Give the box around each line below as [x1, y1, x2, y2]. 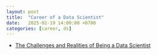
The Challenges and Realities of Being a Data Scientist [15, 42, 151, 49]
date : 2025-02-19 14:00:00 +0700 [6, 20, 96, 26]
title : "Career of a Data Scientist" [6, 14, 104, 20]
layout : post [6, 8, 39, 15]
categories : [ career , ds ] [6, 25, 72, 32]
